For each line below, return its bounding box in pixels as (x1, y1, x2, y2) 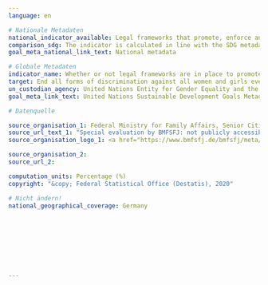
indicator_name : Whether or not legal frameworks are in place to (8, 70, 234, 78)
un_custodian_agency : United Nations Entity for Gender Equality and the (8, 85, 259, 93)
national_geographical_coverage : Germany (8, 201, 148, 210)
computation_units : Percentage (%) (8, 172, 127, 180)
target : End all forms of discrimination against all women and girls (8, 77, 248, 85)
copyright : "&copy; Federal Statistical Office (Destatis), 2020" (8, 180, 234, 188)
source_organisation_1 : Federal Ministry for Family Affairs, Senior (8, 121, 245, 129)
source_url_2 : (8, 158, 56, 166)
